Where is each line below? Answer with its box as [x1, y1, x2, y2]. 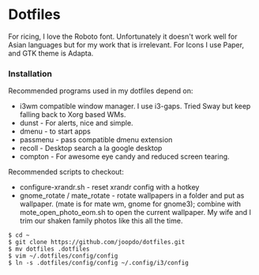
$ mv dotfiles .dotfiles [8, 245, 90, 254]
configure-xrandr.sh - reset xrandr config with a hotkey [19, 183, 200, 192]
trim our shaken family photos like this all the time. [19, 216, 183, 226]
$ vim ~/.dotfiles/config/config [8, 252, 118, 260]
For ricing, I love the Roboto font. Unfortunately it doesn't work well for [8, 32, 238, 41]
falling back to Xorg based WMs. [19, 110, 126, 119]
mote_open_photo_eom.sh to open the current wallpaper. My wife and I [19, 208, 251, 217]
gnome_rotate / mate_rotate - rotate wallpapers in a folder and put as [19, 191, 245, 201]
